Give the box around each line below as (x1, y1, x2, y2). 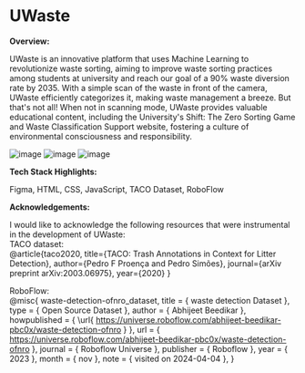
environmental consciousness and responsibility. (9, 130, 193, 141)
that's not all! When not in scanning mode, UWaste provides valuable (9, 101, 268, 112)
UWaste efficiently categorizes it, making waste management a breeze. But (9, 92, 291, 103)
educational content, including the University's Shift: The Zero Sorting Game (9, 111, 296, 122)
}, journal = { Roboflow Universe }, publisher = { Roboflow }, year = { (31, 343, 289, 354)
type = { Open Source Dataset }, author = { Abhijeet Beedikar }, (9, 305, 247, 316)
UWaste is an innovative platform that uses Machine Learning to (9, 53, 249, 64)
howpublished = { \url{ (9, 314, 94, 325)
